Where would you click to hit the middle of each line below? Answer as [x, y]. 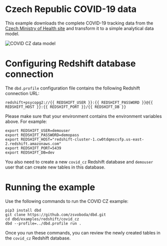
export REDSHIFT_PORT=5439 [33, 148]
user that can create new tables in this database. [55, 167]
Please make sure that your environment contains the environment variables [83, 116]
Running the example [50, 187]
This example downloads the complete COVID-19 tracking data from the [79, 23]
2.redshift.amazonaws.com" [33, 143]
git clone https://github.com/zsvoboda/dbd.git [56, 214]
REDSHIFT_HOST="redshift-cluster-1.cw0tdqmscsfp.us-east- [82, 139]
